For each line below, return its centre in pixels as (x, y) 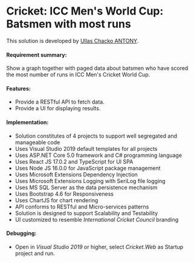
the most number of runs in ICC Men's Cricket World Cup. (78, 75)
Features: (19, 88)
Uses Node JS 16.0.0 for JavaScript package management (88, 168)
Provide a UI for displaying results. (58, 108)
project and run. (35, 253)
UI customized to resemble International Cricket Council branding (97, 219)
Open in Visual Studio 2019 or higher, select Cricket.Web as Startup (99, 247)
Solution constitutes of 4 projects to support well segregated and (96, 136)
